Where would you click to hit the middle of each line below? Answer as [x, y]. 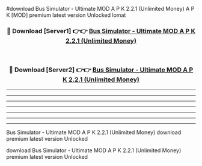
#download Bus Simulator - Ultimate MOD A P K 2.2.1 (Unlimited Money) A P [100, 9]
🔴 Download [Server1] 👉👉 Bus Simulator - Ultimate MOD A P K [101, 31]
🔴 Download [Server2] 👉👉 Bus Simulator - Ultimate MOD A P [101, 70]
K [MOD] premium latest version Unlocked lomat [66, 15]
